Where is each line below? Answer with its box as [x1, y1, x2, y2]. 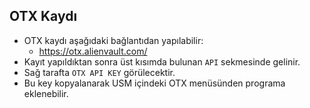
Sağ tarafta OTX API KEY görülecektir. [23, 66, 176, 78]
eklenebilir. [23, 87, 69, 99]
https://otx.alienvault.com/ [38, 45, 148, 57]
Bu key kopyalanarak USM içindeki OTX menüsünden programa [23, 77, 286, 89]
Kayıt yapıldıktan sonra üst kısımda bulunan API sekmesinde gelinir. [23, 55, 301, 68]
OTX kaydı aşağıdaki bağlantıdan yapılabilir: [23, 34, 204, 46]
